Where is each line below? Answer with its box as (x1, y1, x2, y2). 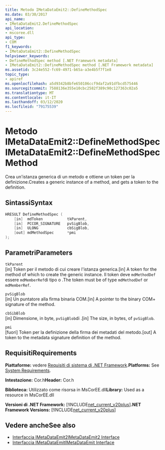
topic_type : (5, 72, 30, 77)
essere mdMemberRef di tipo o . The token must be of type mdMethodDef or (5, 277, 148, 283)
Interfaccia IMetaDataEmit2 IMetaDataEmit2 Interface (12, 434, 120, 440)
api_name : (5, 16, 26, 21)
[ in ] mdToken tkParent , (14, 217, 87, 222)
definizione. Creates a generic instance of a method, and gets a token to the (5, 179, 159, 185)
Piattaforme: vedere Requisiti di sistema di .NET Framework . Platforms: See (5, 362, 160, 368)
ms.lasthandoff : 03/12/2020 (5, 100, 63, 105)
